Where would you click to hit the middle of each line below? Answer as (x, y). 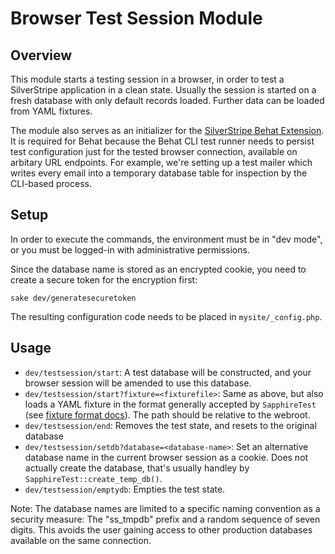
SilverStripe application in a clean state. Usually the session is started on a (163, 90)
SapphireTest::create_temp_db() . (93, 478)
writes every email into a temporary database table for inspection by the (159, 173)
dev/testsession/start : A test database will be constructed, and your (168, 372)
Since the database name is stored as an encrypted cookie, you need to (158, 269)
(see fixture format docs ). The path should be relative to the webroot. (167, 414)
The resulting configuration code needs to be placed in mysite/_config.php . (166, 316)
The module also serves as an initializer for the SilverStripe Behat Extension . (167, 130)
